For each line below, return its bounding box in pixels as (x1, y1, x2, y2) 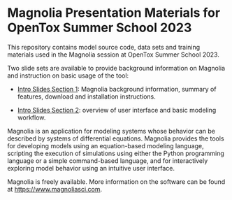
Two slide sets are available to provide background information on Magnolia (7, 64, 226, 72)
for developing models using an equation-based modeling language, (7, 141, 204, 150)
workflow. (17, 113, 46, 122)
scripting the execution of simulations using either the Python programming (7, 149, 225, 157)
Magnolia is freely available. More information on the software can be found (7, 177, 226, 186)
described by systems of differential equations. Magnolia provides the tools (7, 134, 225, 143)
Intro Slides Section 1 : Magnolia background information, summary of (17, 85, 217, 93)
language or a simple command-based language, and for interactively (7, 156, 208, 165)
